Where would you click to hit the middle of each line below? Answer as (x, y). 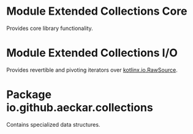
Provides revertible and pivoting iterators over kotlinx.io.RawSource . (92, 70)
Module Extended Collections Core (97, 11)
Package (29, 95)
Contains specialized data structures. (53, 124)
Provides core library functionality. (50, 28)
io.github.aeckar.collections (80, 108)
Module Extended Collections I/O (92, 53)
